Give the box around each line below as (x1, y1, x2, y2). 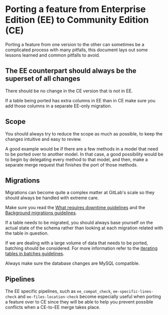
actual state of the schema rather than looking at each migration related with (5, 225, 163, 231)
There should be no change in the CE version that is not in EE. (5, 88, 133, 94)
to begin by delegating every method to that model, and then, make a (5, 156, 148, 163)
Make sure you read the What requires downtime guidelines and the (5, 205, 145, 211)
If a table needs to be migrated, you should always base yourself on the (5, 220, 153, 226)
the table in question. (5, 230, 49, 236)
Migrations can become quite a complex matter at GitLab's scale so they (5, 190, 155, 196)
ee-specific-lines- (112, 289, 154, 294)
